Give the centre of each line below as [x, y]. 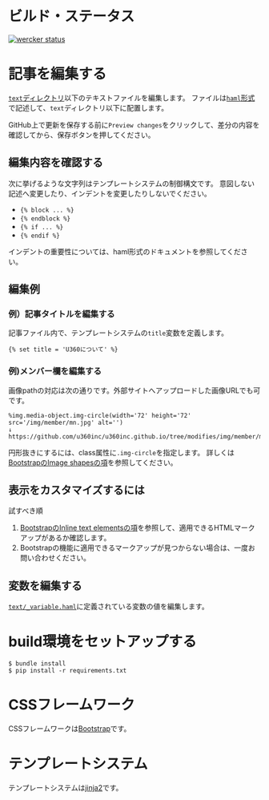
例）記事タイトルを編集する [62, 314]
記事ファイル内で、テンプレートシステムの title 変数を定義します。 [118, 333]
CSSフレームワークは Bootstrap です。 [70, 729]
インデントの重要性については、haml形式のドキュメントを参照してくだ [125, 251]
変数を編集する [45, 586]
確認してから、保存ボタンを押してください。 [82, 135]
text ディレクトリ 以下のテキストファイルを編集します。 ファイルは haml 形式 [132, 98]
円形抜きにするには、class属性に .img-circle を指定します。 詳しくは [121, 452]
